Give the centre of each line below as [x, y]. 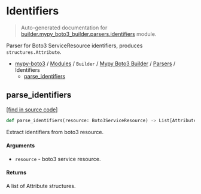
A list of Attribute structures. [41, 186]
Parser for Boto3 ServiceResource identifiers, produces [74, 46]
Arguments [21, 145]
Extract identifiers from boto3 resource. [55, 132]
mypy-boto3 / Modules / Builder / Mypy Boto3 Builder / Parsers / [95, 63]
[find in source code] [32, 110]
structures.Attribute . [34, 51]
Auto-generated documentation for [64, 28]
